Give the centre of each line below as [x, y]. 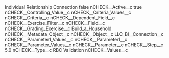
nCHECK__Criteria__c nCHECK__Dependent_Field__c [60, 18]
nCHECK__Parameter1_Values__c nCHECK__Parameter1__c [66, 39]
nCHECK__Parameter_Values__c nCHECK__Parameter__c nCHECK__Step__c [84, 45]
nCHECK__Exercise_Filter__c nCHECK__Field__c [55, 23]
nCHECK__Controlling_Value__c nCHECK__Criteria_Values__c [68, 12]
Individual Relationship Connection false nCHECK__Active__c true [74, 7]
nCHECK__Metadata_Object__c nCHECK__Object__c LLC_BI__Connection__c [84, 34]
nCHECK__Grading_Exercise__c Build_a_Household [58, 28]
